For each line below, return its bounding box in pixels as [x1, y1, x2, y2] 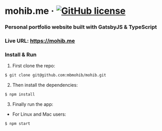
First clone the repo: [12, 63, 55, 69]
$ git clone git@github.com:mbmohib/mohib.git [5, 72, 106, 78]
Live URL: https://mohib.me [5, 38, 75, 45]
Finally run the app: [12, 101, 53, 107]
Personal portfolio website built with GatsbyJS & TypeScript [5, 24, 157, 31]
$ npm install [5, 92, 35, 97]
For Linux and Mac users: [12, 111, 66, 118]
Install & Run [5, 51, 37, 58]
